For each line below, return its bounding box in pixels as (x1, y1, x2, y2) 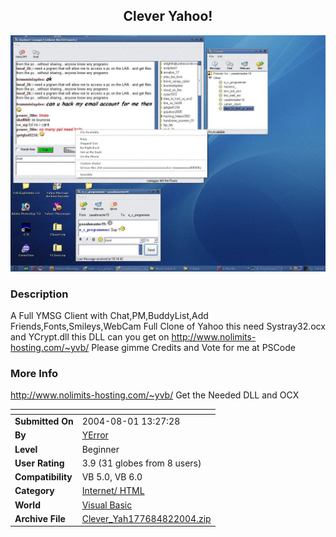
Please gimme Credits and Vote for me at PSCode (91, 342, 296, 354)
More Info (10, 367, 59, 381)
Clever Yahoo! (123, 8, 213, 25)
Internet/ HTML (81, 485, 145, 497)
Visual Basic (81, 499, 133, 511)
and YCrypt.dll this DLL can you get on (10, 331, 170, 343)
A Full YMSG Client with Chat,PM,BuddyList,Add (10, 310, 209, 322)
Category (14, 485, 55, 497)
